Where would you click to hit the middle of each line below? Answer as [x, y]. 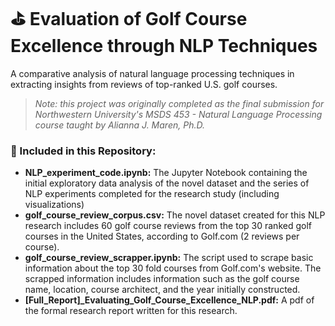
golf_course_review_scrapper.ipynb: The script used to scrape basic [169, 258]
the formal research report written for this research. [131, 311]
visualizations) [54, 205]
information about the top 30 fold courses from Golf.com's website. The [173, 268]
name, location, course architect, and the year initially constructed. [162, 290]
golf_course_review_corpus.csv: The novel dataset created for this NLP [175, 215]
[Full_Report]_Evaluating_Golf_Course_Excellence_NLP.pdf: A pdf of [169, 300]
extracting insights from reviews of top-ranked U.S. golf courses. [144, 84]
